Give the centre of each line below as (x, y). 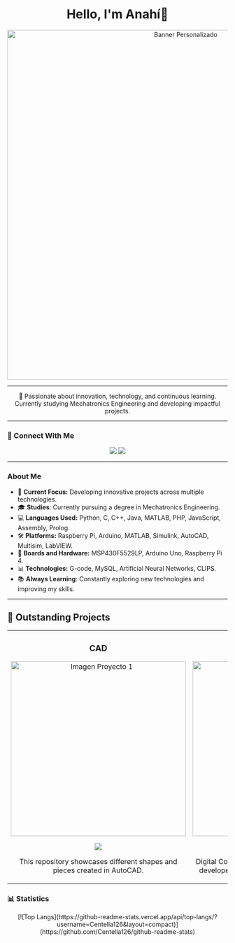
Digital (206, 862)
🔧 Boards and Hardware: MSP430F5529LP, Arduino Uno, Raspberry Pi (120, 553)
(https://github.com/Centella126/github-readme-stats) (117, 931)
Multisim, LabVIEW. (45, 546)
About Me (24, 476)
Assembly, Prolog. (43, 527)
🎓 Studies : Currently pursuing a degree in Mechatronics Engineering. (119, 507)
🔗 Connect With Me (41, 435)
